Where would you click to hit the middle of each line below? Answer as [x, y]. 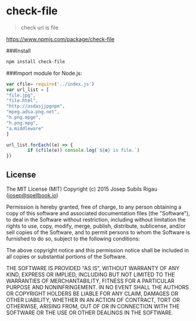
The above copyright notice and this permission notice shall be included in [97, 250]
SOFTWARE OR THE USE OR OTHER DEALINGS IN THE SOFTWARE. [90, 313]
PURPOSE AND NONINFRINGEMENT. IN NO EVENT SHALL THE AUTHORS [98, 287]
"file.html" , [22, 101]
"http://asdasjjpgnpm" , [36, 106]
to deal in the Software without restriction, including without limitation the [96, 220]
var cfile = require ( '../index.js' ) [50, 84]
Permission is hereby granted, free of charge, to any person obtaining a [94, 207]
